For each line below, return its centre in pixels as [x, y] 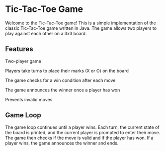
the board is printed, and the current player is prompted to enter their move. [83, 132]
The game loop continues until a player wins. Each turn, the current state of [82, 127]
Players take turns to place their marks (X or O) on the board [67, 71]
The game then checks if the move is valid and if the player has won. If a [79, 138]
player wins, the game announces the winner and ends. [62, 143]
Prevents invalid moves [29, 99]
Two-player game [23, 61]
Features [19, 49]
